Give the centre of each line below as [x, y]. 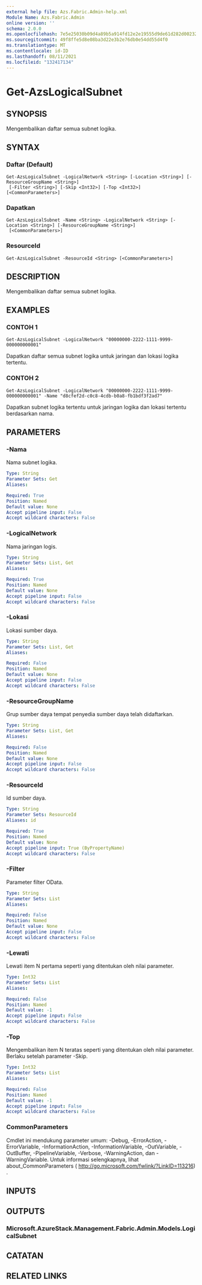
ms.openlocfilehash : [32, 34]
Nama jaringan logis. [32, 546]
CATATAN [25, 1255]
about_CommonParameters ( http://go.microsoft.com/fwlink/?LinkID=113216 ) [101, 1166]
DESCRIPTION [33, 277]
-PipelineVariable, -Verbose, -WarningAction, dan [94, 1153]
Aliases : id [21, 820]
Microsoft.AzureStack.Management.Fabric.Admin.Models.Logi [101, 1228]
